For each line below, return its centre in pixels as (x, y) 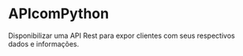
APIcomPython (58, 14)
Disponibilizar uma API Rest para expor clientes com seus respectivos (121, 35)
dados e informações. (44, 43)
